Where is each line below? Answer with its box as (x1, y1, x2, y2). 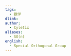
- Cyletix (9, 25, 29, 30)
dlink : (5, 16, 18, 21)
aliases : (5, 30, 23, 35)
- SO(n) (9, 35, 25, 39)
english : (5, 39, 23, 44)
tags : (5, 7, 16, 12)
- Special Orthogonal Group (9, 43, 67, 48)
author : (5, 20, 21, 26)
